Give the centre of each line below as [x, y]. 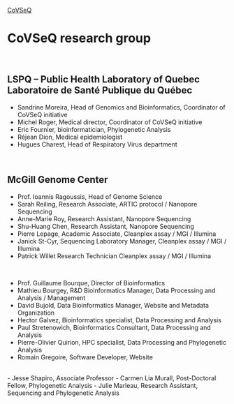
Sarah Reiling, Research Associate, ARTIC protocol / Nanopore [107, 204]
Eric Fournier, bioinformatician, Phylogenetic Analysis [94, 129]
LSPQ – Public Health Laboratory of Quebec [104, 80]
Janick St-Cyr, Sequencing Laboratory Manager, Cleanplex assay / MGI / [122, 241]
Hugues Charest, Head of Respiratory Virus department [97, 144]
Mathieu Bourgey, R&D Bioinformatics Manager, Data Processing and [116, 290]
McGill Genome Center [58, 180]
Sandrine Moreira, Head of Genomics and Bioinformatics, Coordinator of [121, 107]
